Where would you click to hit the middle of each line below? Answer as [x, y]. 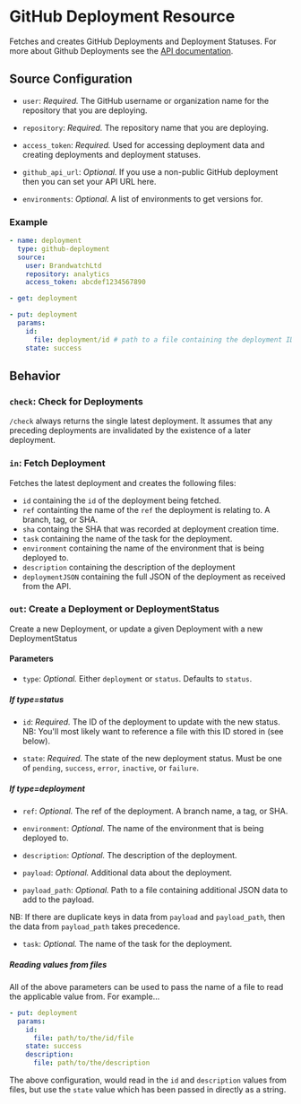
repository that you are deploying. [85, 110]
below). [36, 741]
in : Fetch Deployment [57, 464]
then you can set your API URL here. [89, 181]
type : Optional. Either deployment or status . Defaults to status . [137, 679]
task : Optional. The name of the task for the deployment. [127, 943]
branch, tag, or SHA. [60, 519]
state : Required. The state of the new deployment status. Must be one [152, 758]
